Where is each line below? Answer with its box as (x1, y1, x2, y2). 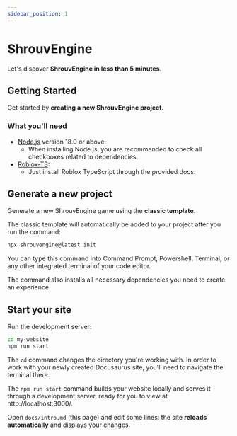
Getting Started (7, 84, 77, 96)
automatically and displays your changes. (7, 420, 131, 429)
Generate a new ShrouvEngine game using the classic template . (7, 207, 196, 215)
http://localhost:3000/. (7, 399, 73, 408)
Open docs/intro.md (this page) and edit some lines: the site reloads (7, 413, 207, 421)
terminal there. (7, 370, 50, 379)
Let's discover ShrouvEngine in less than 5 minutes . (7, 64, 162, 73)
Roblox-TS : (17, 160, 50, 168)
